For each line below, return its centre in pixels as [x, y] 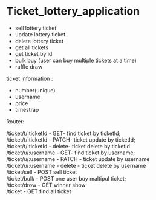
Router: [15, 121]
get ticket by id [34, 53]
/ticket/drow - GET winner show [46, 185]
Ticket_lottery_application [73, 11]
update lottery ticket [40, 34]
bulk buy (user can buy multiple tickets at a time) [76, 60]
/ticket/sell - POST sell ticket [42, 172]
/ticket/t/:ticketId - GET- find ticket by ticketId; [63, 133]
